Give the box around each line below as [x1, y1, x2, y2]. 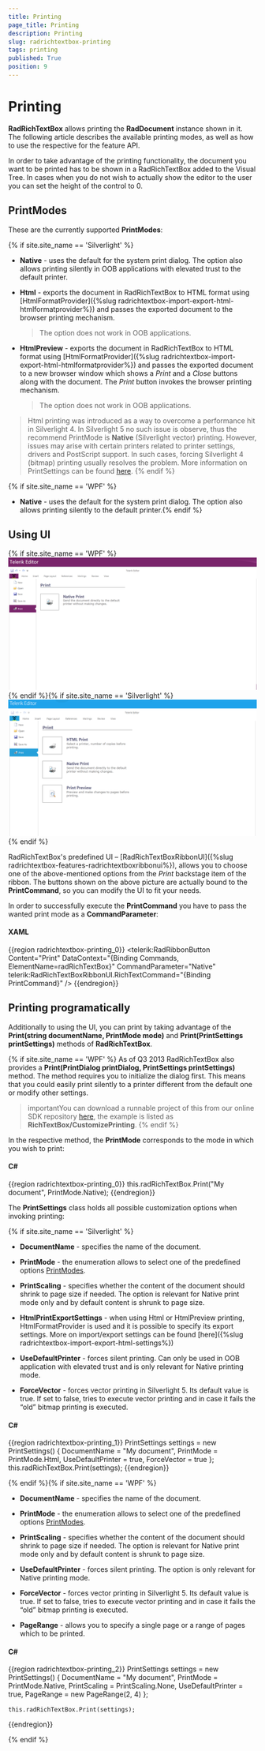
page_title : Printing [8, 21, 80, 29]
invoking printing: [8, 1212, 65, 1221]
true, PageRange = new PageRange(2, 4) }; [8, 1689, 148, 1699]
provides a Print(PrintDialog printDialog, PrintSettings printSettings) [8, 1063, 235, 1072]
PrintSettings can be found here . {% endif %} [27, 466, 175, 475]
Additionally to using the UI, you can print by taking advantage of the [8, 1022, 232, 1032]
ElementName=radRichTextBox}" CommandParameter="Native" [8, 962, 216, 971]
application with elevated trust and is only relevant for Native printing [19, 1362, 244, 1371]
